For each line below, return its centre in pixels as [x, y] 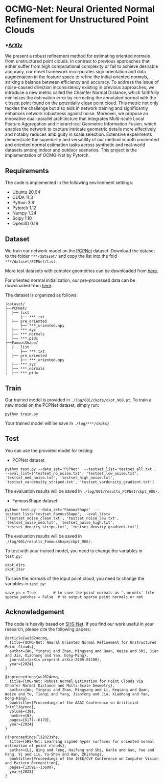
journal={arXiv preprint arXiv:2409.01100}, [56, 660]
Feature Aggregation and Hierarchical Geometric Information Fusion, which [81, 124]
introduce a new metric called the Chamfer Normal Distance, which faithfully [82, 92]
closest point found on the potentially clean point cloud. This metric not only [82, 103]
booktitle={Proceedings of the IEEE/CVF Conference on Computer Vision [84, 758]
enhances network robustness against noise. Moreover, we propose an [77, 114]
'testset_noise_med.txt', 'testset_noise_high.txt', [60, 522]
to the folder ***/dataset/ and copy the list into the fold [61, 256]
